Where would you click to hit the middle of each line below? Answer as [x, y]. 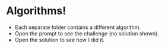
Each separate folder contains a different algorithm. [78, 27]
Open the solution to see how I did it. [60, 40]
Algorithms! [36, 11]
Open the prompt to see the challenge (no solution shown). [87, 33]
